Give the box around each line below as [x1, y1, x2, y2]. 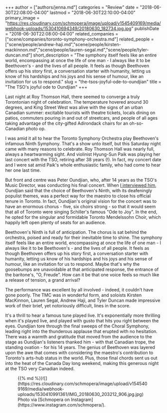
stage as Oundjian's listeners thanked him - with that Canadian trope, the [5, 339, 155, 345]
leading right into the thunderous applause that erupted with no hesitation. [5, 328, 158, 334]
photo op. [25, 126, 46, 132]
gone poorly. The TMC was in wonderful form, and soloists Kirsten [5, 292, 142, 298]
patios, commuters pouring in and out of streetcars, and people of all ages [5, 115, 158, 121]
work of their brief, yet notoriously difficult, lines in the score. [5, 303, 131, 308]
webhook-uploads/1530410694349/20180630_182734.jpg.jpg [5, 26, 132, 32]
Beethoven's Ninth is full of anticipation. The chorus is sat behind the [5, 229, 147, 235]
